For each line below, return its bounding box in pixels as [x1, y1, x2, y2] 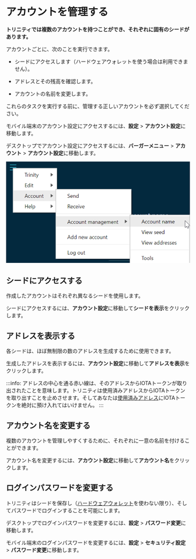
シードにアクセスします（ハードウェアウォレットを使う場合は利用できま [14, 58, 188, 65]
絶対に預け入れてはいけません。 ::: [21, 402, 104, 409]
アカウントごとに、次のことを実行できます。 [6, 45, 113, 53]
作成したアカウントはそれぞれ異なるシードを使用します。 [6, 292, 144, 299]
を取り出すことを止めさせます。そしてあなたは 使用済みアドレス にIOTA [6, 395, 176, 402]
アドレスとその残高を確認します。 [14, 77, 96, 85]
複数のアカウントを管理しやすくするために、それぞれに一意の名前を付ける [6, 437, 185, 444]
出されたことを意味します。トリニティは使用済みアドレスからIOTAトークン [6, 387, 185, 394]
